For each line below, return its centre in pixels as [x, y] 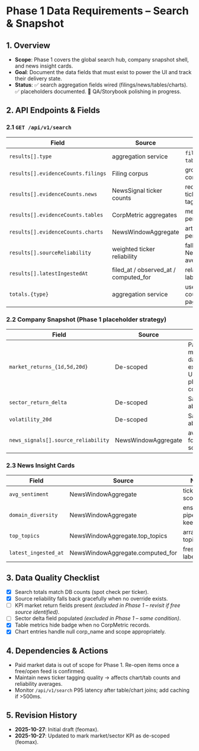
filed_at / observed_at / [144, 270]
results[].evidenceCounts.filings [58, 173]
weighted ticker [133, 249]
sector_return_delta [38, 402]
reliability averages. [38, 684]
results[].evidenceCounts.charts [56, 232]
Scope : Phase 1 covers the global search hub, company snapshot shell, [102, 60]
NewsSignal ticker [137, 190]
